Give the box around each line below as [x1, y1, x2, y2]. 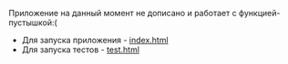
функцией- [239, 8, 281, 18]
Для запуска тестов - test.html [21, 44, 140, 55]
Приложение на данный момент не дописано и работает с [8, 8, 238, 18]
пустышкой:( [8, 17, 58, 28]
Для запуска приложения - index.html [21, 35, 170, 45]
